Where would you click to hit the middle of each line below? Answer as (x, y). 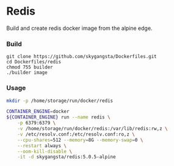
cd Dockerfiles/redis (34, 62)
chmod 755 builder (30, 67)
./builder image (27, 73)
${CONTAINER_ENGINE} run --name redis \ (59, 117)
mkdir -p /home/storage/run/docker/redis (60, 101)
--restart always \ (42, 146)
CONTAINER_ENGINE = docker (38, 112)
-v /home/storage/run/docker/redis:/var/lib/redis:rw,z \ (92, 129)
